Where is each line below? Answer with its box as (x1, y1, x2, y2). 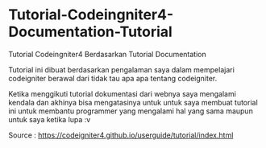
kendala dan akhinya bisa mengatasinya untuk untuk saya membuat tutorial (8, 97, 258, 107)
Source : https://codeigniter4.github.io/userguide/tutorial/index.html (8, 130, 234, 140)
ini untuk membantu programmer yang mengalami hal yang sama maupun (8, 106, 254, 116)
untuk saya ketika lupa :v (8, 114, 91, 124)
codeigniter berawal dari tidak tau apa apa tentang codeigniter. (8, 73, 218, 83)
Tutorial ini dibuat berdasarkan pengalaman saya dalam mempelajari (8, 64, 235, 74)
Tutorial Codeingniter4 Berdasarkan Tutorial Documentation (8, 49, 207, 59)
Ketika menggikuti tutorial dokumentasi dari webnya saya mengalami (8, 88, 236, 98)
